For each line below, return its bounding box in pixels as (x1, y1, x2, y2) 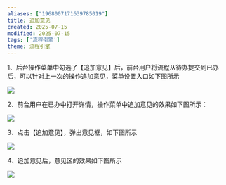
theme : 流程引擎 (7, 43, 51, 50)
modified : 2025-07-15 (7, 30, 71, 37)
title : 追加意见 (7, 17, 51, 24)
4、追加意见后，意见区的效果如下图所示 (7, 156, 123, 165)
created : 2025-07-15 (7, 23, 68, 30)
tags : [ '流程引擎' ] (7, 37, 60, 44)
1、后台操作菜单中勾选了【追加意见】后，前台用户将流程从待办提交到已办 (7, 63, 219, 71)
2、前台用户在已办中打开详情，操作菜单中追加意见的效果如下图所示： (7, 100, 208, 108)
